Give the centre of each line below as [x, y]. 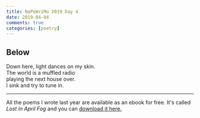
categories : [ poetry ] [33, 28]
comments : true [25, 23]
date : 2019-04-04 [28, 17]
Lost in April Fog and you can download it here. [64, 109]
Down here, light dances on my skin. [51, 66]
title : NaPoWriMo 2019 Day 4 [42, 12]
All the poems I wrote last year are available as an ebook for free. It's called [99, 103]
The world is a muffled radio [41, 73]
